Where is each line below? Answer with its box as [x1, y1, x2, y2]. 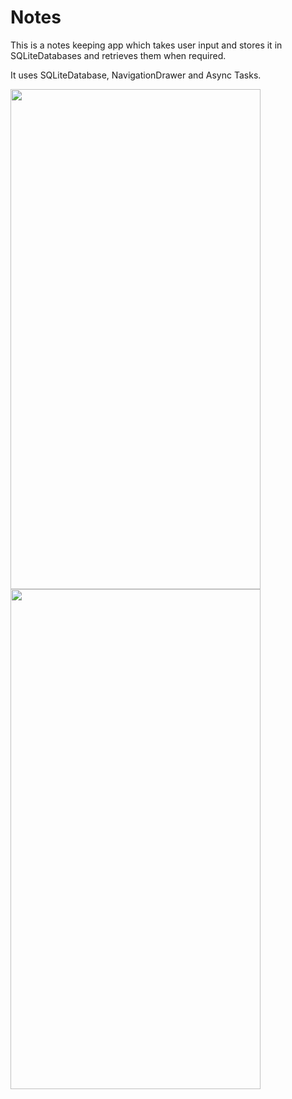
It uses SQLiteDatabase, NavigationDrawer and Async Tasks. [10, 69, 262, 81]
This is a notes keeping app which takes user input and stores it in [10, 39, 283, 51]
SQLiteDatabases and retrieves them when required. [10, 49, 227, 61]
